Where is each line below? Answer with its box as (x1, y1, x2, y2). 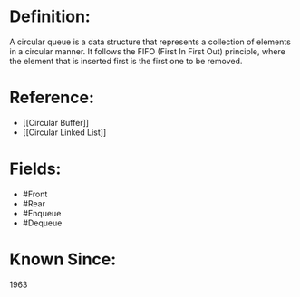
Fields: (9, 158, 62, 179)
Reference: (9, 88, 95, 108)
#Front (22, 188, 48, 199)
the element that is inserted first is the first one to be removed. (9, 55, 243, 66)
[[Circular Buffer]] (22, 117, 89, 128)
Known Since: (9, 249, 117, 269)
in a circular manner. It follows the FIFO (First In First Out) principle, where (9, 45, 285, 56)
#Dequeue (22, 217, 63, 228)
